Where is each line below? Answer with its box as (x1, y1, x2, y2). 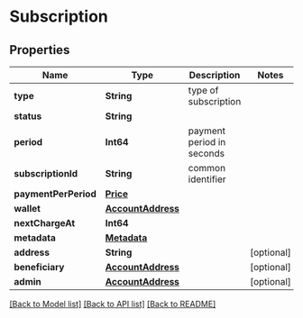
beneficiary (14, 261, 65, 273)
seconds (188, 147, 225, 159)
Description (188, 69, 241, 81)
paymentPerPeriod (14, 187, 96, 200)
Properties (9, 42, 70, 58)
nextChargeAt (14, 217, 76, 229)
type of (188, 84, 219, 96)
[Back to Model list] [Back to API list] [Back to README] (9, 299, 216, 309)
